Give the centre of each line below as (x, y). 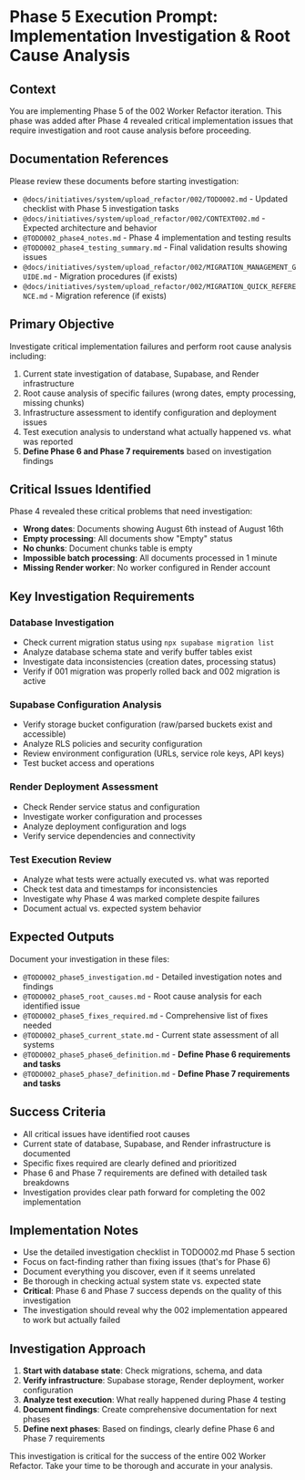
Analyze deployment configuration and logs (104, 826)
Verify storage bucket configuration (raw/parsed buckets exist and (147, 724)
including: (28, 356)
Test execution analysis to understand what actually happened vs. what (157, 431)
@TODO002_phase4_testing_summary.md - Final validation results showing (155, 247)
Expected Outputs (62, 937)
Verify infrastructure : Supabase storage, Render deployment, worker (153, 1381)
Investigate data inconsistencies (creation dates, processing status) (149, 662)
